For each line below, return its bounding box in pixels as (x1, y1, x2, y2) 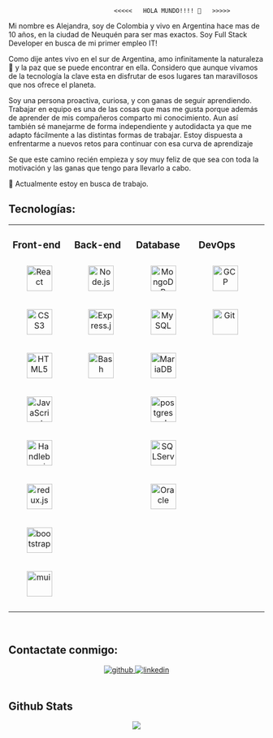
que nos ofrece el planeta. (8, 80, 97, 89)
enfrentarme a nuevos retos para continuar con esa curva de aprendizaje (8, 139, 253, 149)
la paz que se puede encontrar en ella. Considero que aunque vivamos (20, 63, 258, 72)
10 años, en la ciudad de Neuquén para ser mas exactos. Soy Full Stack (8, 30, 248, 39)
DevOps (198, 239, 236, 252)
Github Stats (8, 699, 73, 713)
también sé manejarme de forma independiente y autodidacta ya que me (8, 122, 252, 131)
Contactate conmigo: (8, 643, 119, 657)
